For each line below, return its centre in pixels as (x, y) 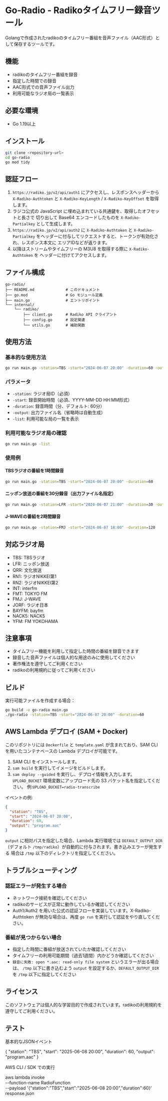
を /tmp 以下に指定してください (44, 974)
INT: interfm (25, 588)
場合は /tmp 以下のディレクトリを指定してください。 (64, 853)
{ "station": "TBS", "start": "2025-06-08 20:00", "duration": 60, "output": (80, 1051)
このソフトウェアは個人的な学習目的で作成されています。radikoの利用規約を (84, 1005)
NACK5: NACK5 (29, 616)
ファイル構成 (25, 273)
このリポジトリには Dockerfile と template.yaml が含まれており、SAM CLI (82, 745)
